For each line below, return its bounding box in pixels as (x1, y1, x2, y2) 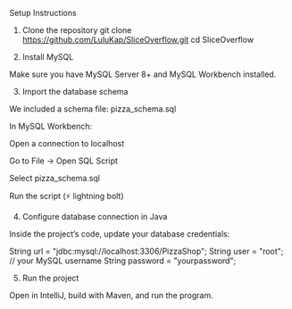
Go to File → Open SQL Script (9, 155, 119, 166)
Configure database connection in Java (21, 212, 168, 221)
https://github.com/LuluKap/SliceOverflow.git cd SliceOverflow (21, 35, 254, 45)
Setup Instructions (9, 8, 78, 18)
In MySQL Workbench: (9, 121, 93, 131)
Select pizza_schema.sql (9, 173, 101, 183)
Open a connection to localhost (9, 138, 125, 148)
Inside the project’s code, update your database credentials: (9, 229, 230, 239)
